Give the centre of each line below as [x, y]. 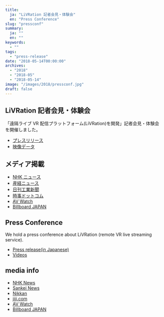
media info [22, 271]
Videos [20, 255]
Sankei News [26, 288]
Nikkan [20, 293]
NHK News [24, 282]
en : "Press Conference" [34, 19]
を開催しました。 [23, 130]
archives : [16, 66]
